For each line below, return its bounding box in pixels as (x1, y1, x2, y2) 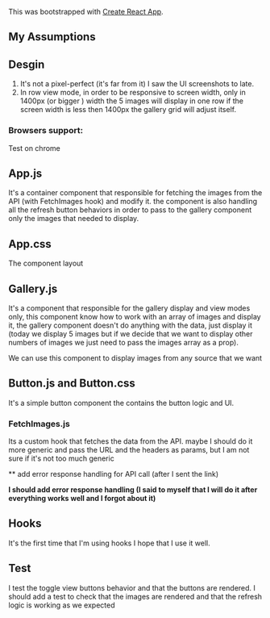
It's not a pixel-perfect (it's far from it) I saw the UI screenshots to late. (19, 79, 255, 89)
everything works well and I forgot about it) (8, 494, 156, 503)
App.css (8, 237, 52, 251)
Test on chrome (8, 143, 60, 152)
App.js (8, 166, 43, 180)
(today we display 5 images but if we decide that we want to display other (8, 328, 253, 338)
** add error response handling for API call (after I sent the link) (8, 470, 219, 479)
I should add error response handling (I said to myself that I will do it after (8, 485, 258, 495)
